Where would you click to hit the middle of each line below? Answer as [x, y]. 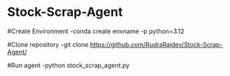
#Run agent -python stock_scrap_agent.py [69, 65]
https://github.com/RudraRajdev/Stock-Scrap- [156, 44]
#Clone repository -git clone [48, 44]
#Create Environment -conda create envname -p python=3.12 [96, 31]
